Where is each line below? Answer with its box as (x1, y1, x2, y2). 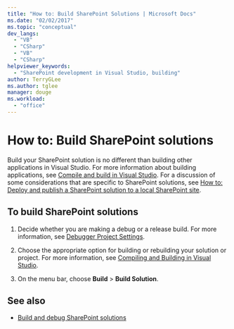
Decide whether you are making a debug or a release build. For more (17, 225, 217, 233)
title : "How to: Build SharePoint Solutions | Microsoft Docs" (7, 10, 197, 18)
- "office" (13, 102, 46, 109)
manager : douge (7, 89, 52, 96)
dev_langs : (7, 30, 39, 37)
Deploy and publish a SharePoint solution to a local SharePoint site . (7, 185, 202, 194)
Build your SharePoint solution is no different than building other (7, 156, 193, 164)
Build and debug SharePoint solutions (17, 314, 126, 322)
